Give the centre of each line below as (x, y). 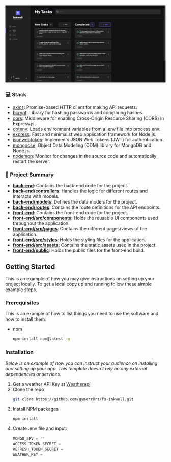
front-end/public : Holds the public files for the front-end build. (79, 250)
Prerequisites (22, 303)
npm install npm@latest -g (41, 339)
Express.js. (24, 123)
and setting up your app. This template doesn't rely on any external (76, 368)
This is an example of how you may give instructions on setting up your (80, 279)
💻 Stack (16, 94)
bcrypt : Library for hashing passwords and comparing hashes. (78, 112)
